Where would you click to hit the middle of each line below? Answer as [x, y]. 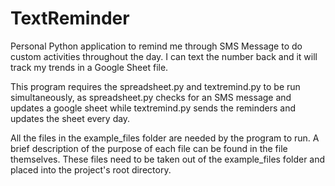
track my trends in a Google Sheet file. [89, 67]
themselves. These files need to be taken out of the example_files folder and [168, 159]
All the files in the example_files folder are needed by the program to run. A [165, 138]
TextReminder [70, 18]
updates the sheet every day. [70, 118]
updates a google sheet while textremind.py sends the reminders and [153, 108]
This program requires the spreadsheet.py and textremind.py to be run [155, 86]
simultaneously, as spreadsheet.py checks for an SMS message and [151, 97]
